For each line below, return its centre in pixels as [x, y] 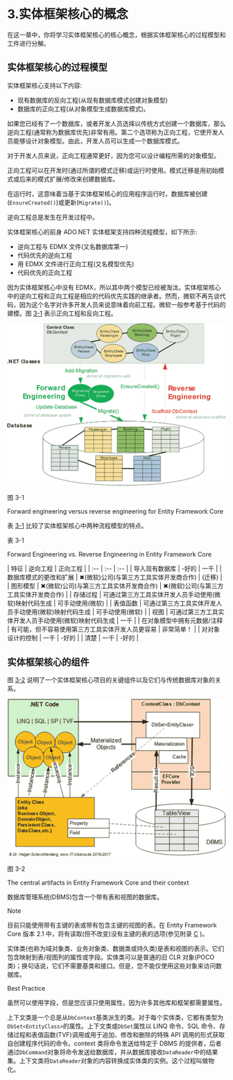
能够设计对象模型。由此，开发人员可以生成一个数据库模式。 [98, 141]
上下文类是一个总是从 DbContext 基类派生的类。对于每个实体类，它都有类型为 [115, 1017]
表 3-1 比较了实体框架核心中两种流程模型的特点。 [77, 526]
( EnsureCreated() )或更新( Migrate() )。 [61, 202]
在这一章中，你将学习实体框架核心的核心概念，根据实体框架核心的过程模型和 [116, 35]
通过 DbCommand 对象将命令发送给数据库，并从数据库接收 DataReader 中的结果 [113, 1052]
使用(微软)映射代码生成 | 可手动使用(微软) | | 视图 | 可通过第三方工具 [122, 612]
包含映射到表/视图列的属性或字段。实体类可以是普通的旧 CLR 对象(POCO [111, 957]
